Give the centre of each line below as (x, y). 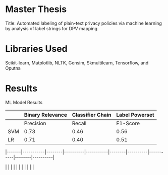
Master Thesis (36, 9)
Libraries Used (36, 49)
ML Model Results (24, 102)
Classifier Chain (92, 115)
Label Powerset (135, 115)
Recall (79, 123)
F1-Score (128, 123)
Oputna (13, 68)
